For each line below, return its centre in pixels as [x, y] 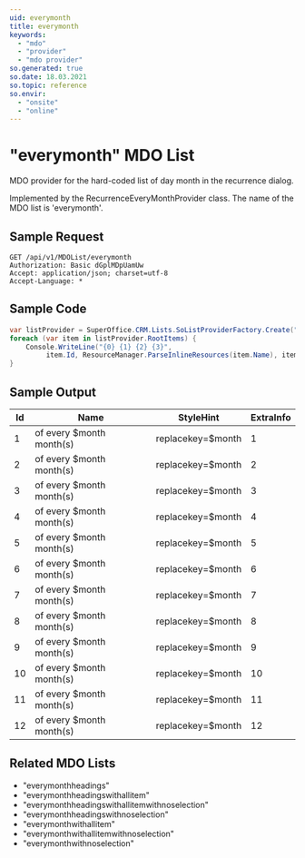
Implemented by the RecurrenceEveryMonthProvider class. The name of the [152, 198]
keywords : [28, 35]
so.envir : [28, 94]
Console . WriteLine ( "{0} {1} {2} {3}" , [99, 347]
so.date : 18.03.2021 [49, 77]
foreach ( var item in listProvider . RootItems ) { [103, 338]
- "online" [38, 111]
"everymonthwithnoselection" [78, 843]
